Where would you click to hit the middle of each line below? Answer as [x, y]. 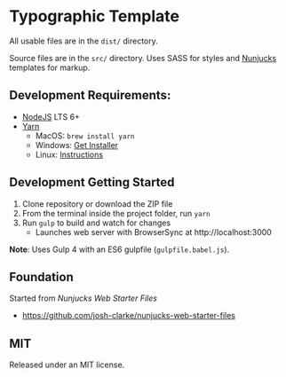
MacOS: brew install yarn [85, 136]
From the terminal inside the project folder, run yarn [116, 213]
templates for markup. [50, 67]
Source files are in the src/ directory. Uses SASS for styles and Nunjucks [143, 58]
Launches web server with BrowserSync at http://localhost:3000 [154, 232]
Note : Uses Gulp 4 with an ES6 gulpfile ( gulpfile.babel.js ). [119, 249]
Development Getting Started [92, 182]
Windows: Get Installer [76, 145]
